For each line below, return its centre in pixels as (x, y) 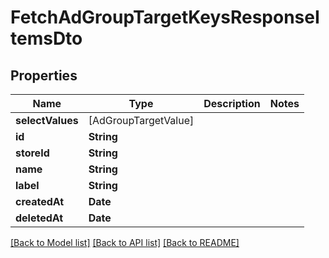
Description (232, 103)
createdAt (40, 201)
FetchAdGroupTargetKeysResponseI (165, 17)
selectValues (47, 120)
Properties (44, 75)
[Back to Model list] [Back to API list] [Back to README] (125, 242)
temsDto (46, 38)
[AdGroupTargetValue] (141, 120)
